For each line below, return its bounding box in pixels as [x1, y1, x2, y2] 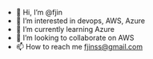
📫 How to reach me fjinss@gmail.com [15, 42, 143, 51]
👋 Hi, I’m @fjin [15, 8, 62, 17]
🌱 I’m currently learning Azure [15, 25, 115, 33]
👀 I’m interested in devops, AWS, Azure [15, 16, 146, 26]
